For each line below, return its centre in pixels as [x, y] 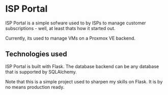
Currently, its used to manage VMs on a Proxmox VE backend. [71, 38]
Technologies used [36, 54]
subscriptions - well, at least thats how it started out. [60, 28]
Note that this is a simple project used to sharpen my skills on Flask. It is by [84, 81]
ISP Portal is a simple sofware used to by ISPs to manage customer [76, 23]
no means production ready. [35, 87]
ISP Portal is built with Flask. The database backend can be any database [82, 66]
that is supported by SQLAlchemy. [41, 72]
